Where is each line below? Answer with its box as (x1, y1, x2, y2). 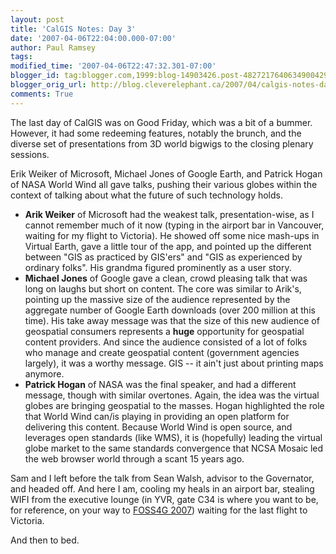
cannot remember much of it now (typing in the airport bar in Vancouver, (24, 219, 325, 231)
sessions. (10, 148, 50, 160)
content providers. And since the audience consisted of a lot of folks (24, 336, 308, 348)
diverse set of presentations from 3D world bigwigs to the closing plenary (10, 137, 314, 150)
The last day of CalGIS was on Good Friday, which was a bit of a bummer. (10, 116, 313, 128)
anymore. (24, 367, 65, 380)
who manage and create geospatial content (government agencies (24, 346, 300, 358)
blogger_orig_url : (10, 80, 87, 90)
